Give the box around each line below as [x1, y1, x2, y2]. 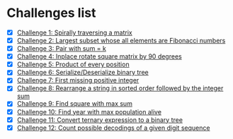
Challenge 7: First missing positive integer [16, 76, 140, 85]
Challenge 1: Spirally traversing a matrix [16, 28, 132, 37]
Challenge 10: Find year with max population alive [16, 107, 162, 116]
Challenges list [6, 5, 96, 21]
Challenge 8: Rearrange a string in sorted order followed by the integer [16, 84, 224, 92]
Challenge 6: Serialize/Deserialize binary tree [16, 68, 149, 77]
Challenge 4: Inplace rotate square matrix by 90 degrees [16, 52, 182, 61]
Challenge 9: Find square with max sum [16, 99, 132, 108]
